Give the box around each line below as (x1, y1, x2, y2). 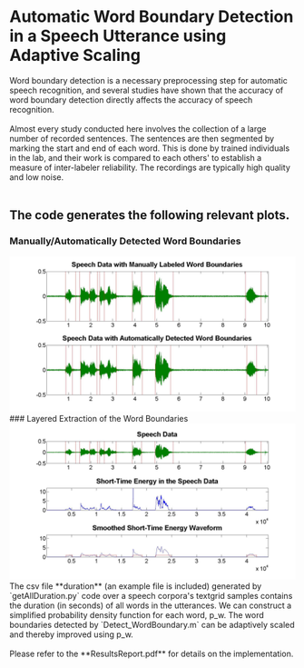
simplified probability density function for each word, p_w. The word (9, 609, 265, 620)
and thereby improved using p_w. (9, 629, 133, 640)
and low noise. (9, 171, 64, 183)
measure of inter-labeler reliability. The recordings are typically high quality (9, 162, 290, 173)
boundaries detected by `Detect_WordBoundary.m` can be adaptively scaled (9, 619, 295, 630)
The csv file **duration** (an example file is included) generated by (9, 580, 262, 592)
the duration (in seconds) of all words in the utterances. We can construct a (9, 600, 292, 611)
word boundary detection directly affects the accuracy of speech (9, 94, 253, 105)
